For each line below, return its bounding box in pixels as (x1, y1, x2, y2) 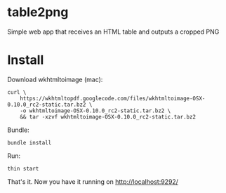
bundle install (7, 139, 52, 146)
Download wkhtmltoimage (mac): (7, 75, 103, 84)
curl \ (7, 88, 27, 95)
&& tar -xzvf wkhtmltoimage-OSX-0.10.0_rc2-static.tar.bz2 (20, 113, 197, 120)
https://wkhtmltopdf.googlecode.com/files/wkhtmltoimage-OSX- (20, 95, 206, 102)
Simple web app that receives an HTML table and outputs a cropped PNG (7, 27, 220, 36)
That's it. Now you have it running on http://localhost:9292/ (7, 177, 179, 186)
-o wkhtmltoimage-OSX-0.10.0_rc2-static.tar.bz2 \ (20, 107, 171, 114)
